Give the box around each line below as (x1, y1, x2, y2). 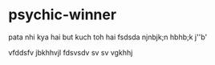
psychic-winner (8, 6, 117, 24)
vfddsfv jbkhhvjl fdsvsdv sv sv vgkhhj (8, 47, 133, 57)
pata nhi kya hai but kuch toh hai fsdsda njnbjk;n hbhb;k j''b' (8, 32, 208, 42)
